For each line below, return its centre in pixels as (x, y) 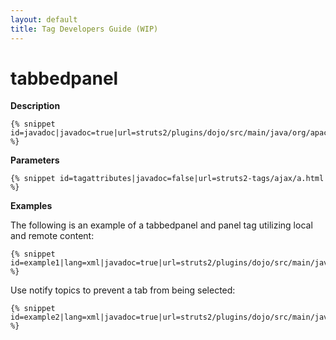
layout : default (44, 19)
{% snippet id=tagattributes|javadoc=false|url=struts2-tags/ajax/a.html (167, 179)
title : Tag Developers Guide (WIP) (84, 29)
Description (35, 106)
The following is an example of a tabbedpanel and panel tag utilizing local (161, 225)
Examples (31, 206)
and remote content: (52, 236)
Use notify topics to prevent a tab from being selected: (123, 290)
